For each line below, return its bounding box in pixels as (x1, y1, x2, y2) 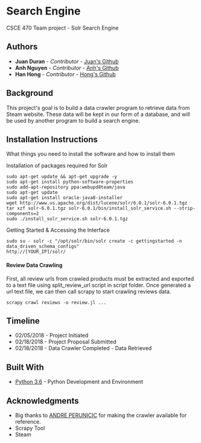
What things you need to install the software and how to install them (6, 150, 175, 158)
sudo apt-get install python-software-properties (6, 179, 134, 185)
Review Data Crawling (6, 261, 63, 269)
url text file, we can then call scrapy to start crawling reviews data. (6, 288, 171, 295)
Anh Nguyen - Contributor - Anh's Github (14, 64, 119, 71)
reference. (14, 418, 41, 425)
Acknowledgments (6, 395, 80, 406)
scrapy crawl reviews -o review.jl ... (6, 299, 107, 305)
